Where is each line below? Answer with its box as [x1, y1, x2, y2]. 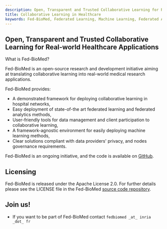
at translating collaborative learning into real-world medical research [5, 71, 146, 77]
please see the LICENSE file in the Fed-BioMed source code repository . [5, 186, 152, 192]
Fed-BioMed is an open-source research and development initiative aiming [5, 66, 158, 72]
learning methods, [12, 133, 50, 139]
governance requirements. [12, 143, 67, 150]
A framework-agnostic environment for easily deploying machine [12, 128, 146, 134]
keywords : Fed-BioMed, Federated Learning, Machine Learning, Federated [5, 16, 159, 21]
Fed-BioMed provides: [5, 86, 51, 92]
